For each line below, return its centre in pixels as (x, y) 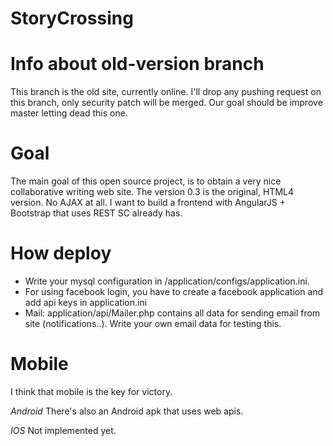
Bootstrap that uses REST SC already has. (96, 213)
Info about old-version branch (137, 64)
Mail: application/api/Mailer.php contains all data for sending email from (172, 313)
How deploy (61, 253)
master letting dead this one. (69, 113)
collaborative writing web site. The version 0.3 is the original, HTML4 (152, 192)
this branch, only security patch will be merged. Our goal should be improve (166, 103)
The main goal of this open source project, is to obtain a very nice (146, 181)
